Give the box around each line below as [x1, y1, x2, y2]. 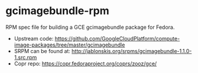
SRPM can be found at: [14, 47, 70, 54]
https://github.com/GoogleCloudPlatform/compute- [54, 35, 180, 42]
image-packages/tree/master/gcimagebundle [14, 41, 125, 48]
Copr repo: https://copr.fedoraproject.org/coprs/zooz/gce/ [14, 60, 157, 67]
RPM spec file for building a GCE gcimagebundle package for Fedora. [5, 24, 175, 31]
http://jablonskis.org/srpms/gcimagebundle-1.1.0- [71, 47, 192, 54]
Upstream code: [14, 35, 54, 42]
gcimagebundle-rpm [5, 4, 110, 18]
